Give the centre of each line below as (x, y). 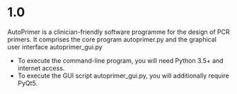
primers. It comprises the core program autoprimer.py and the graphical (112, 39)
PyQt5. (27, 83)
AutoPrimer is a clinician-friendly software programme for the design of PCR (118, 32)
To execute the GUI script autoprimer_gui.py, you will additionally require (123, 76)
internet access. (41, 68)
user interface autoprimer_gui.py (55, 47)
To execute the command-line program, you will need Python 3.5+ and (121, 60)
